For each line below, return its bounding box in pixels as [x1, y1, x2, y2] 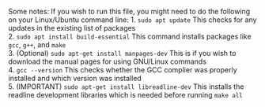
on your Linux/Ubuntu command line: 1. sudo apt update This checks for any [8, 15, 257, 24]
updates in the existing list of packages [8, 24, 136, 32]
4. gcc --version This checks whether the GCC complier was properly [8, 65, 237, 74]
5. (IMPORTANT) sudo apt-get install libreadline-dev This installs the [8, 82, 244, 91]
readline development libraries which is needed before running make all [8, 90, 243, 99]
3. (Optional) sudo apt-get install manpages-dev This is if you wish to [8, 49, 237, 57]
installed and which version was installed [8, 74, 142, 83]
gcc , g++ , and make [8, 40, 66, 50]
